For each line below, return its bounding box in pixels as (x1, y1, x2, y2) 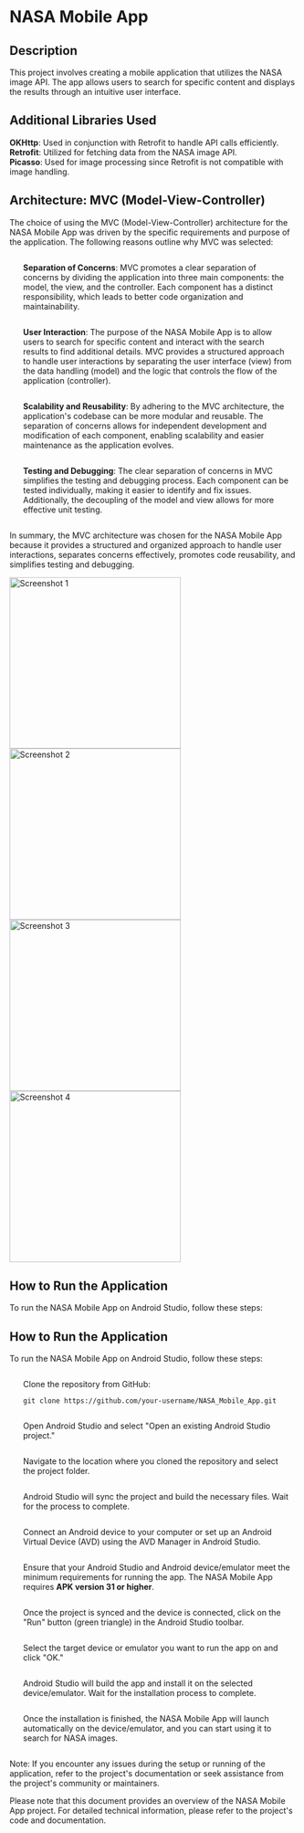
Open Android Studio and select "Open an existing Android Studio (22, 1420, 271, 1431)
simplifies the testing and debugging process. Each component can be (22, 475, 289, 486)
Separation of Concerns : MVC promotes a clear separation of (22, 262, 257, 273)
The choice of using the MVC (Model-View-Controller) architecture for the (9, 216, 288, 227)
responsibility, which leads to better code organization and (22, 290, 244, 302)
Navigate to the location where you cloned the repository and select (22, 1456, 278, 1467)
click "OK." (22, 1652, 64, 1663)
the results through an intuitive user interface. (9, 87, 182, 97)
